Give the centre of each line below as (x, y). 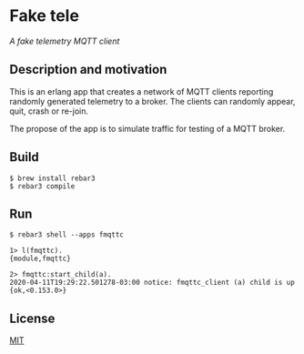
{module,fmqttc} (40, 259)
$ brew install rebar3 (52, 178)
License (32, 318)
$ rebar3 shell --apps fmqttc (67, 235)
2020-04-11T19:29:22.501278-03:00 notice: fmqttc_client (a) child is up (152, 283)
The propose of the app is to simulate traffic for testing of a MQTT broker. (147, 128)
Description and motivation (88, 70)
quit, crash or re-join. (49, 111)
